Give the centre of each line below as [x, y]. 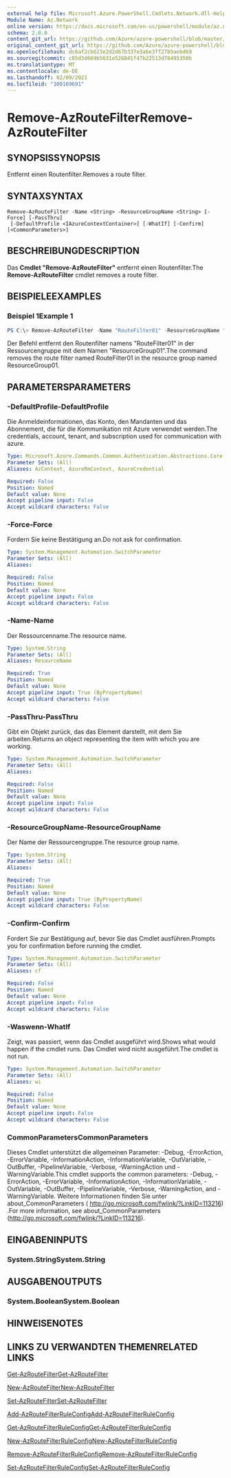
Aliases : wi [24, 1082]
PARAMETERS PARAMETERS [69, 387]
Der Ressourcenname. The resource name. [67, 635]
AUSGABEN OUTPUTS [55, 1282]
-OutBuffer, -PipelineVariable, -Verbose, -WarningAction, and [130, 1189]
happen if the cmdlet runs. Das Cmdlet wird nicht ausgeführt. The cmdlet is [113, 1049]
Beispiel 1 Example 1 [40, 316]
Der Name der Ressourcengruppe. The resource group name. [93, 842]
